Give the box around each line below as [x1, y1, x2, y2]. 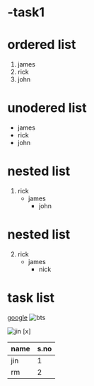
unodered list [7, 100, 87, 116]
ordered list [7, 37, 76, 53]
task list [7, 290, 55, 306]
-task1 [7, 4, 45, 21]
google [7, 313, 28, 322]
